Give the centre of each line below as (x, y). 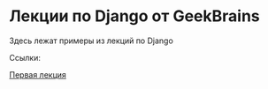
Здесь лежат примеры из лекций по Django (92, 41)
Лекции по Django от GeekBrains (135, 16)
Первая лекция (38, 74)
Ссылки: (25, 57)
